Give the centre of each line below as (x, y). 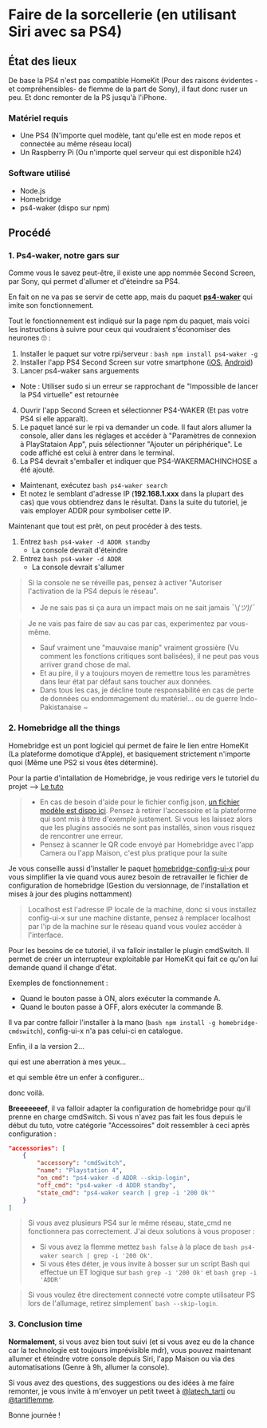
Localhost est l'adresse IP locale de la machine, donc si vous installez (142, 909)
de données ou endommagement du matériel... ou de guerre (139, 699)
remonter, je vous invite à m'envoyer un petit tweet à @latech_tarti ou (122, 1391)
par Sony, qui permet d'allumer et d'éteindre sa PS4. (94, 281)
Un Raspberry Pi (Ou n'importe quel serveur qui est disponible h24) (130, 153)
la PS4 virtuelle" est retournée (69, 395)
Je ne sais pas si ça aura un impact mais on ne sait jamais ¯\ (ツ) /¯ (147, 608)
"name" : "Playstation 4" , (80, 1171)
